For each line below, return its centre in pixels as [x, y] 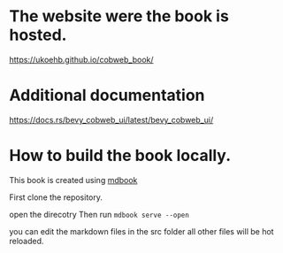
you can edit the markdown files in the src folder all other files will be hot [141, 231]
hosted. [38, 35]
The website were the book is [119, 16]
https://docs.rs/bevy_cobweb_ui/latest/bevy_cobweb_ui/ [111, 119]
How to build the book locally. [120, 156]
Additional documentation [107, 96]
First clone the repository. [56, 197]
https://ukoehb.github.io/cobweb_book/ [81, 59]
